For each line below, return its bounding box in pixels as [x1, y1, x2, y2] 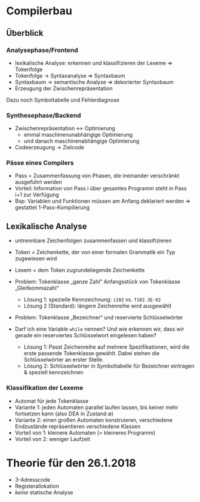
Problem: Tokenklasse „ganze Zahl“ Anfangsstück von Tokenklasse [14, 278, 181, 285]
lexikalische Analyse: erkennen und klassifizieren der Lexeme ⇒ [14, 59, 173, 66]
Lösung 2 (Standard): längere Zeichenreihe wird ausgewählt [23, 303, 172, 310]
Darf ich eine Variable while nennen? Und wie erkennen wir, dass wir [14, 325, 184, 332]
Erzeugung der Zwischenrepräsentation [14, 85, 113, 92]
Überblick [6, 28, 44, 38]
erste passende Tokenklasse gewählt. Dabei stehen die [23, 350, 160, 357]
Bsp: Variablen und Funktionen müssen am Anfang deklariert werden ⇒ [14, 198, 191, 205]
